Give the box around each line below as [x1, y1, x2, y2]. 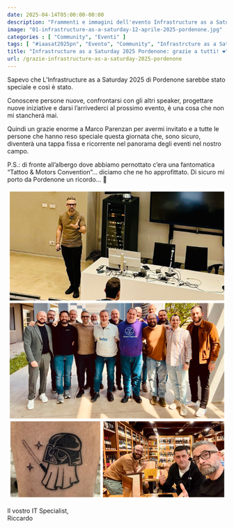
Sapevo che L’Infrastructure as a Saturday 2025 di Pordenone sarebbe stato [7, 75, 226, 84]
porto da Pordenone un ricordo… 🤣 [7, 175, 107, 183]
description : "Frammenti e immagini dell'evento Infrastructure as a [7, 18, 214, 26]
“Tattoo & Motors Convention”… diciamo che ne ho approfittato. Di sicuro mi [7, 167, 225, 176]
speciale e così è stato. [7, 82, 73, 91]
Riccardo [7, 513, 33, 522]
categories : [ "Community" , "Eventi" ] [7, 33, 127, 40]
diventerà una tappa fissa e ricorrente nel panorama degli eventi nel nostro [7, 139, 221, 148]
